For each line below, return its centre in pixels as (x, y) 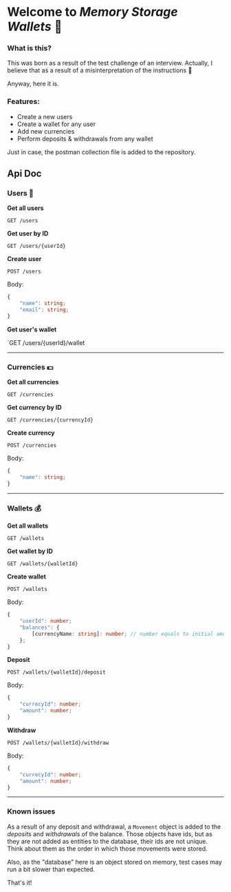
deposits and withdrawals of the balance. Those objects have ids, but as (110, 833)
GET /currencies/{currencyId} (51, 420)
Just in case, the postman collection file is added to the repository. (101, 152)
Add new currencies (46, 131)
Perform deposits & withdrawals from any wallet (85, 138)
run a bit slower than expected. (51, 869)
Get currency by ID (34, 408)
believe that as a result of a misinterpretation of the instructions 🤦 (100, 70)
